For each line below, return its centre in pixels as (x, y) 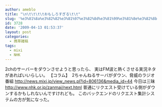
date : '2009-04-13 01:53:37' (34, 28)
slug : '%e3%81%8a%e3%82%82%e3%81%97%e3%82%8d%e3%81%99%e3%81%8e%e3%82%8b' (82, 18)
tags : (10, 46)
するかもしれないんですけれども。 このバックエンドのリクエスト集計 (78, 93)
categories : (17, 37)
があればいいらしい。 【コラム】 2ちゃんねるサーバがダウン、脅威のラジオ (80, 75)
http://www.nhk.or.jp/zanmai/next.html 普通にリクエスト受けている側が (76, 88)
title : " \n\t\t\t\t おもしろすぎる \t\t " (43, 14)
